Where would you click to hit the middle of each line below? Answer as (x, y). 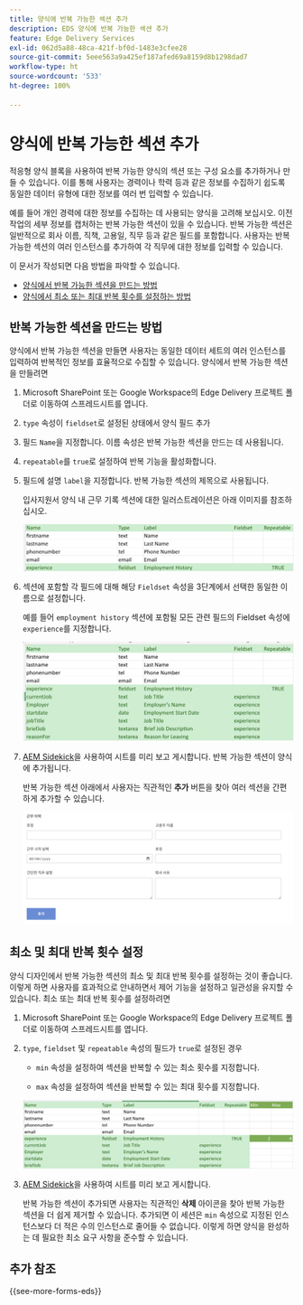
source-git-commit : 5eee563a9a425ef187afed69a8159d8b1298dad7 (129, 57)
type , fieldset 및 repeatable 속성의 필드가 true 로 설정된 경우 (132, 1047)
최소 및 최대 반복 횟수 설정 (77, 952)
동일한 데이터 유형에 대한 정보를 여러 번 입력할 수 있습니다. (111, 193)
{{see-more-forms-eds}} (55, 1291)
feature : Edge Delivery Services (72, 38)
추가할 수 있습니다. (72, 799)
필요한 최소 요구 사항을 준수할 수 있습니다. (115, 1237)
